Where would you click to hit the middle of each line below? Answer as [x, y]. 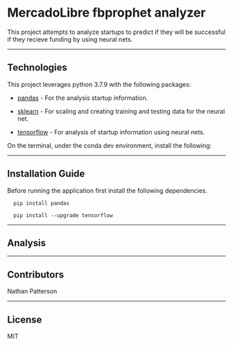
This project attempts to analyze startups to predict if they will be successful [116, 32]
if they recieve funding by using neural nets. [70, 39]
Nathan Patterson [32, 291]
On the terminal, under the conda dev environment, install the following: [110, 145]
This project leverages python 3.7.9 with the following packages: [99, 84]
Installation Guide [46, 174]
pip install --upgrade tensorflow [63, 215]
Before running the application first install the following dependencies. [107, 190]
